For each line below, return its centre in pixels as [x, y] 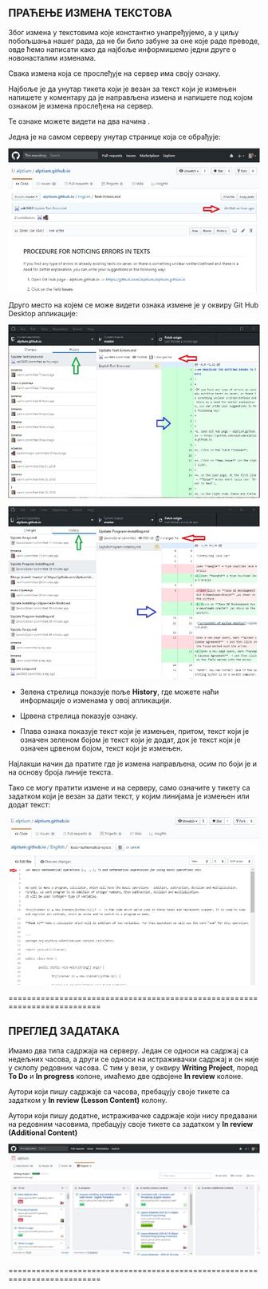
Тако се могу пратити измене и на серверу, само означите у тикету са [129, 787]
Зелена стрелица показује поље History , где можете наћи [119, 692]
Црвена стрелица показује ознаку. [79, 716]
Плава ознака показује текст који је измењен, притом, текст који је [134, 731]
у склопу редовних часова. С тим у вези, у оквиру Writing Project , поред [133, 1067]
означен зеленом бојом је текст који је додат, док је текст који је [130, 740]
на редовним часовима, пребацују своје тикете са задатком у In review [131, 1124]
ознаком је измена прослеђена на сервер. [81, 105]
